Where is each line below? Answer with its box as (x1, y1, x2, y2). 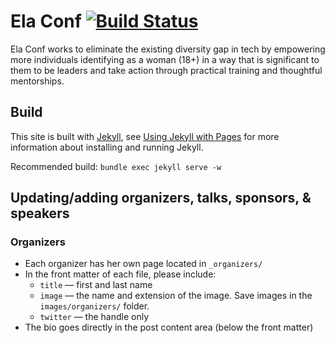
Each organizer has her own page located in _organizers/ (24, 258, 263, 270)
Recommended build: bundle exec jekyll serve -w (10, 160, 222, 172)
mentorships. (10, 75, 65, 87)
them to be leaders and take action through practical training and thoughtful (10, 64, 323, 76)
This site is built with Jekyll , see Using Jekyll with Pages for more (10, 130, 280, 142)
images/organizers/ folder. (39, 300, 150, 312)
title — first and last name (39, 279, 153, 291)
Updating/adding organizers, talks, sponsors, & (10, 190, 312, 207)
